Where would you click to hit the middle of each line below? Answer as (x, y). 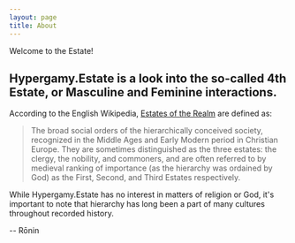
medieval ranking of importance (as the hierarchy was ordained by (151, 168)
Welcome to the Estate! (52, 50)
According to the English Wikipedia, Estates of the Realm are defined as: (140, 114)
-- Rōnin (24, 231)
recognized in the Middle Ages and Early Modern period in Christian (154, 140)
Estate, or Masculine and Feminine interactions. (143, 92)
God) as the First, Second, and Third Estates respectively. (136, 178)
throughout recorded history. (62, 214)
